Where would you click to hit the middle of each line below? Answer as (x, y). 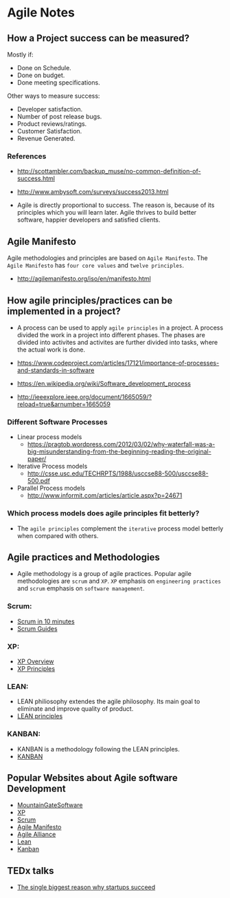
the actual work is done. (51, 350)
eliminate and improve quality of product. (75, 709)
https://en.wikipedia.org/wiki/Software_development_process (104, 383)
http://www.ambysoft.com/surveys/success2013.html (93, 192)
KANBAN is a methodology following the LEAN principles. (98, 749)
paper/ (37, 459)
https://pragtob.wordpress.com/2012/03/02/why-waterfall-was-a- (121, 445)
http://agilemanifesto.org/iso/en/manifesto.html (84, 279)
